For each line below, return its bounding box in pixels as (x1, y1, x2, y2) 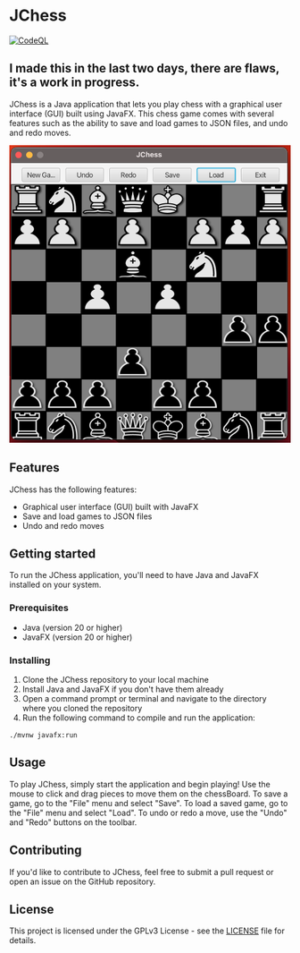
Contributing (9, 843, 82, 858)
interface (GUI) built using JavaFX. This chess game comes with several (9, 108, 275, 119)
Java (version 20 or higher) (21, 622, 123, 633)
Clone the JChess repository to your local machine (21, 675, 210, 685)
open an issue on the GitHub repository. (9, 876, 156, 887)
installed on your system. (9, 579, 102, 591)
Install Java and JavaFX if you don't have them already (21, 684, 224, 694)
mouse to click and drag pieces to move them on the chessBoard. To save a (9, 788, 288, 799)
